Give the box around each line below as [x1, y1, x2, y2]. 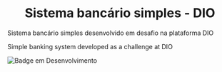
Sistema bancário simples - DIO [24, 5, 216, 21]
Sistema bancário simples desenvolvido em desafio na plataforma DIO [7, 29, 214, 37]
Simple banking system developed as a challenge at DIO [7, 42, 173, 51]
